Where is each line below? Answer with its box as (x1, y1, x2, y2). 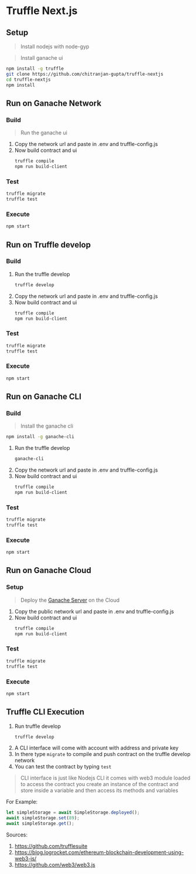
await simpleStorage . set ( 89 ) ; (6, 815, 80, 821)
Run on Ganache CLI (6, 392, 82, 402)
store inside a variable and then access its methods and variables (20, 787, 178, 794)
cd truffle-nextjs (6, 76, 51, 83)
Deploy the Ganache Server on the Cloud (20, 597, 120, 604)
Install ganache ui (20, 55, 63, 61)
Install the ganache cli (20, 422, 74, 429)
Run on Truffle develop (6, 239, 91, 250)
